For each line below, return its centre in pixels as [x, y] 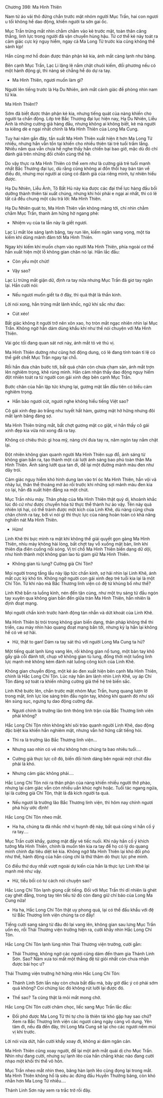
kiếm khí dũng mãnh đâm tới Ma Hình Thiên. [49, 237]
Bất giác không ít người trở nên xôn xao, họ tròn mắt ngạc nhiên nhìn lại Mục [81, 323]
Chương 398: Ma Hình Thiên [33, 7]
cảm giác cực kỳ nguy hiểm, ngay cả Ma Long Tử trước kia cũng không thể [80, 41]
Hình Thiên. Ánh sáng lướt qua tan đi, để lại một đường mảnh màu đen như [80, 465]
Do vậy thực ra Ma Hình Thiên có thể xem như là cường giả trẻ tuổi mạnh [78, 163]
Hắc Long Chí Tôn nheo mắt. [34, 817]
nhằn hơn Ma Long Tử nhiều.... [36, 1081]
